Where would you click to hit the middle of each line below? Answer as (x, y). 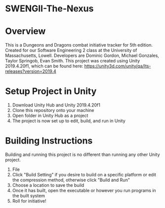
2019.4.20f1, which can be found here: (44, 66)
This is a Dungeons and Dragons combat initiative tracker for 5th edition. (79, 45)
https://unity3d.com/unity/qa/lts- (118, 66)
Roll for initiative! (29, 201)
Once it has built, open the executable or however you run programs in (84, 190)
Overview (25, 31)
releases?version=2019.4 (31, 71)
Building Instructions (49, 141)
